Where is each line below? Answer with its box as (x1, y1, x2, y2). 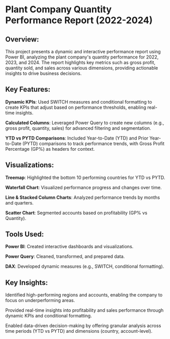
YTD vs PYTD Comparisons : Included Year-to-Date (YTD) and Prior (5, 135, 149, 141)
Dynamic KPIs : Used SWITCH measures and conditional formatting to (5, 98, 152, 105)
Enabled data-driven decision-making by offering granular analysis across (5, 323, 161, 329)
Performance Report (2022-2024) (5, 14, 153, 26)
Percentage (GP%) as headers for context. (5, 146, 95, 152)
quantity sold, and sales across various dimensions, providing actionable (5, 65, 158, 71)
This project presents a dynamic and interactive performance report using (5, 49, 161, 54)
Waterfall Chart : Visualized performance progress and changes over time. (5, 184, 162, 190)
